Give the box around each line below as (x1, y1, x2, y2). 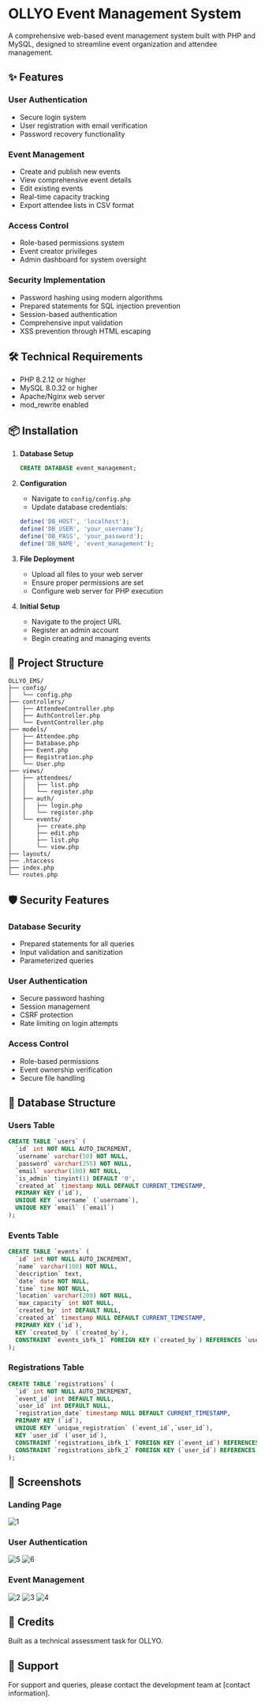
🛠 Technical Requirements (8, 349, 144, 364)
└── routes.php (8, 871, 58, 879)
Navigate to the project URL (31, 617, 122, 626)
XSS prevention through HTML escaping (19, 326, 151, 336)
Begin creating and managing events (31, 633, 151, 643)
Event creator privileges (19, 247, 98, 256)
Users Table (8, 1119, 55, 1130)
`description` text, (15, 1269, 83, 1277)
